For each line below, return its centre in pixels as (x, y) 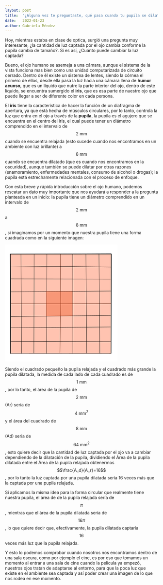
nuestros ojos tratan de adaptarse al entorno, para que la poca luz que (75, 568)
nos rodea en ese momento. (33, 578)
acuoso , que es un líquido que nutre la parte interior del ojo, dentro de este (80, 86)
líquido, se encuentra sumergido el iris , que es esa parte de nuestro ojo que (81, 91)
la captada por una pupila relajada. (40, 483)
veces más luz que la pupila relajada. (42, 543)
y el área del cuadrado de (31, 420)
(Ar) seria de (17, 405)
